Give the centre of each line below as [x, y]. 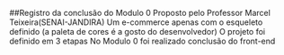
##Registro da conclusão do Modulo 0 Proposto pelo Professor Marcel [140, 13]
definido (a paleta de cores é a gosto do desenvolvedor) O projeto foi [138, 31]
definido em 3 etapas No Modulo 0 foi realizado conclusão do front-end [142, 41]
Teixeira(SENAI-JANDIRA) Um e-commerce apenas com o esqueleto [136, 22]
